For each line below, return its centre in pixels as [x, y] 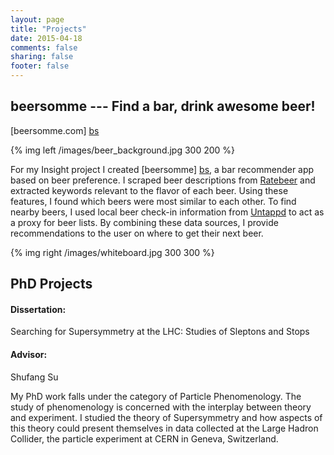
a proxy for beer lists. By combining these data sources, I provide [144, 222]
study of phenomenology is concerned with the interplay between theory [161, 407]
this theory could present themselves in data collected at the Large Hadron [164, 428]
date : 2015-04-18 [46, 38]
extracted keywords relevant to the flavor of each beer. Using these [149, 190]
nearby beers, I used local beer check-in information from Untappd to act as [167, 212]
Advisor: [29, 354]
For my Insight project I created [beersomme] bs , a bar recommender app [162, 169]
